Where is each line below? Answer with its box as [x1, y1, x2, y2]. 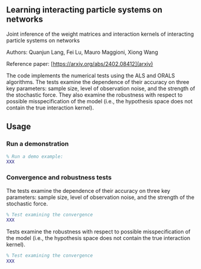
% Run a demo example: [6, 154, 63, 160]
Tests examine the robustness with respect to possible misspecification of [6, 228, 191, 235]
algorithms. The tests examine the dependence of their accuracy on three [6, 78, 190, 85]
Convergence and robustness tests [6, 173, 112, 182]
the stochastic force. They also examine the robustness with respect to [6, 91, 183, 99]
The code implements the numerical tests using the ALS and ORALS [6, 72, 175, 79]
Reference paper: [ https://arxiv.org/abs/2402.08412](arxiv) [6, 60, 153, 67]
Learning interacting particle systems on [6, 5, 163, 15]
